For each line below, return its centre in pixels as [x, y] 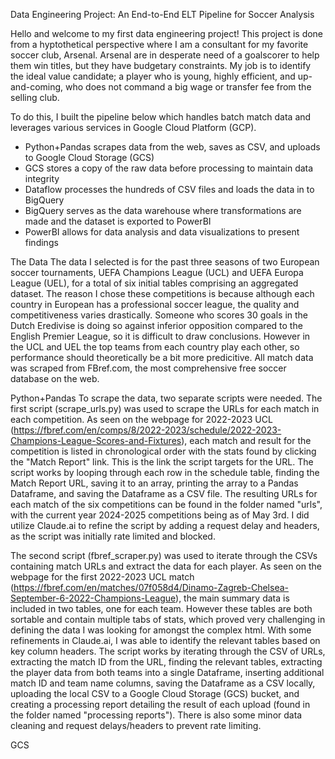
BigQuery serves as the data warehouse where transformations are [163, 210]
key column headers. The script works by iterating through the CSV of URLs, [168, 651]
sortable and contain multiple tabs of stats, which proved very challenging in [168, 619]
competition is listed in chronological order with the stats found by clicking [163, 451]
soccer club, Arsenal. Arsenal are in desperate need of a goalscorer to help [165, 55]
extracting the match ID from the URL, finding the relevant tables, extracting [166, 662]
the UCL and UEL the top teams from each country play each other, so [155, 347]
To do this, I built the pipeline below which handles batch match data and [161, 117]
